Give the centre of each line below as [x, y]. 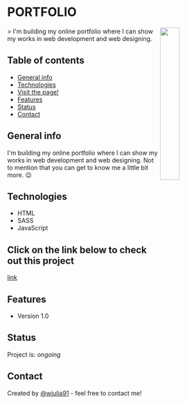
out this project [41, 261]
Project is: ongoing [34, 354]
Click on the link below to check [77, 250]
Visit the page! [38, 92]
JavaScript [33, 228]
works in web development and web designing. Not [80, 160]
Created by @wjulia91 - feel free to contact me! [74, 393]
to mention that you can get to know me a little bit [78, 167]
